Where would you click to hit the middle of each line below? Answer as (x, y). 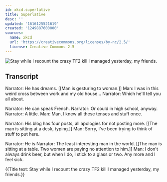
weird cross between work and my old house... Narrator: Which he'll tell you (83, 94)
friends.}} (15, 175)
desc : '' (14, 19)
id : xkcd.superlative (28, 10)
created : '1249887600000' (32, 28)
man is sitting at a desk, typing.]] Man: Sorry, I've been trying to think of (79, 129)
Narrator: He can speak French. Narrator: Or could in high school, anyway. (82, 109)
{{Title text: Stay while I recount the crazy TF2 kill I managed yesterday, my (82, 169)
